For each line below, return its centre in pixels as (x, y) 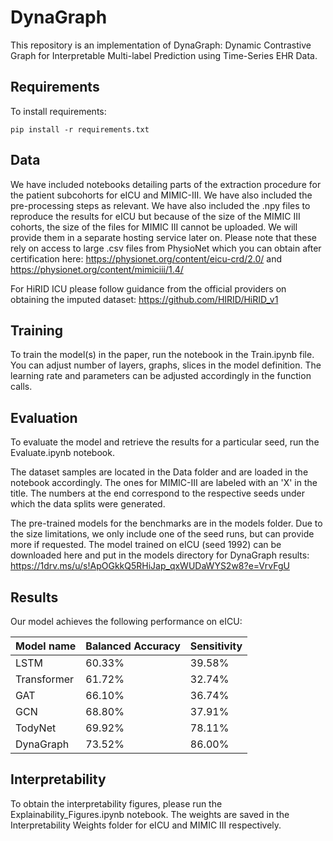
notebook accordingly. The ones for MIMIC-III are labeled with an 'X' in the (164, 483)
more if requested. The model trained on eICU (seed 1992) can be (146, 545)
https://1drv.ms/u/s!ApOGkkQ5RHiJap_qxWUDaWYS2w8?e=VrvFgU (150, 566)
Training (37, 330)
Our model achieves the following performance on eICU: (126, 621)
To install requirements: (58, 111)
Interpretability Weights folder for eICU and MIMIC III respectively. (146, 825)
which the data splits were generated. (88, 504)
